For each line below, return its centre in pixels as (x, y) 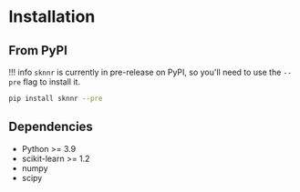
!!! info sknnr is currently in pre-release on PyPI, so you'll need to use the (145, 72)
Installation (52, 17)
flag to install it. (52, 82)
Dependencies (51, 127)
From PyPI (38, 51)
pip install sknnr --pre (56, 98)
